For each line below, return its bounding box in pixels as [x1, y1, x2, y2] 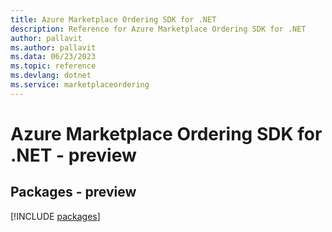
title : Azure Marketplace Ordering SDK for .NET [10, 14, 217, 25]
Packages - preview [10, 184, 137, 201]
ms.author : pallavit [10, 42, 97, 53]
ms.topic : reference [10, 61, 97, 71]
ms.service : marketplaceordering [10, 80, 150, 90]
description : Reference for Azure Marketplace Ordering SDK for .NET [10, 24, 307, 34]
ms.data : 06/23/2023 [10, 52, 97, 62]
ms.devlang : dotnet [10, 71, 92, 81]
